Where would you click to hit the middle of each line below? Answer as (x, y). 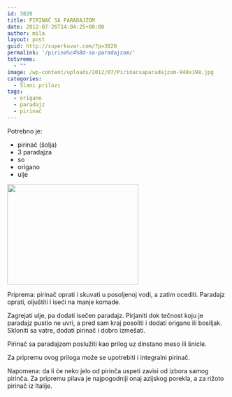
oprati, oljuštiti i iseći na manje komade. (64, 302)
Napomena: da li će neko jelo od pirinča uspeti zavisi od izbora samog (108, 370)
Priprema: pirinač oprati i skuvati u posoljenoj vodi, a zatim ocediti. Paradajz (116, 294)
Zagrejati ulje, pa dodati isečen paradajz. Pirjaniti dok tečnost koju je (106, 315)
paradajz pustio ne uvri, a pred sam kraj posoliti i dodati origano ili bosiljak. (115, 323)
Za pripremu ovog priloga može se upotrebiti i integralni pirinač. (99, 357)
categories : (24, 79)
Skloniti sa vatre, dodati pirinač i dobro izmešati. (76, 330)
